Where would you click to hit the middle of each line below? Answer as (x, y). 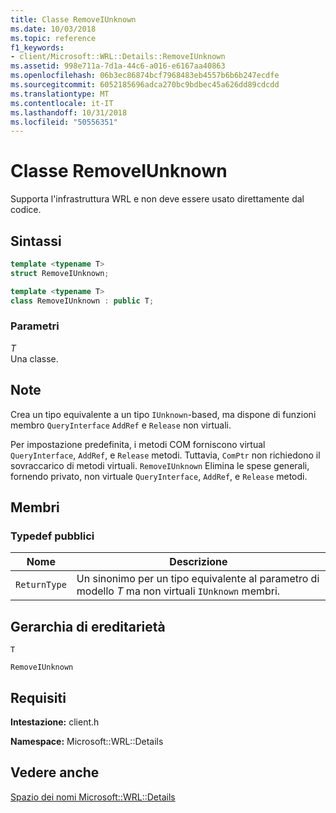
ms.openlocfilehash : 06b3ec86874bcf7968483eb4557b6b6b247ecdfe (145, 76)
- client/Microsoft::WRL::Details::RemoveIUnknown (118, 57)
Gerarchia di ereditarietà (88, 626)
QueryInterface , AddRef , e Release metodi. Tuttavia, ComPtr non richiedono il (165, 455)
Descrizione (198, 562)
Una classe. (34, 358)
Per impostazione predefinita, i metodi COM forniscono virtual (138, 444)
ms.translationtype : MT (60, 94)
